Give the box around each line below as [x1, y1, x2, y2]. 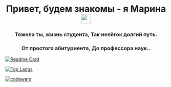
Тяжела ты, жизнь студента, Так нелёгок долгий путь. [14, 31, 158, 38]
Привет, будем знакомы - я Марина [6, 3, 166, 15]
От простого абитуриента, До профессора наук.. [21, 45, 151, 52]
